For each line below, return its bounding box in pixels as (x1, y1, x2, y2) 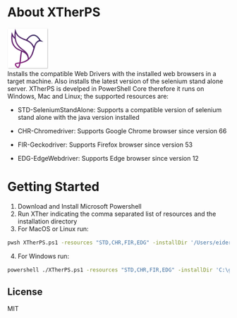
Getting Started (7, 179, 100, 195)
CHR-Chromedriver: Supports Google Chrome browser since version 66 (17, 126, 227, 135)
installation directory (17, 216, 78, 226)
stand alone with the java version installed (17, 113, 140, 121)
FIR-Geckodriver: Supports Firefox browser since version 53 (17, 140, 193, 149)
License (7, 286, 43, 298)
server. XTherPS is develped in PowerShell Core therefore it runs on (7, 84, 205, 92)
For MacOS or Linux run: (17, 224, 90, 233)
